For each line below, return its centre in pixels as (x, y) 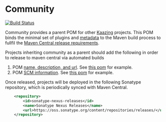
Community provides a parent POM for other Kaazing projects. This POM (79, 32)
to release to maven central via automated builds (55, 57)
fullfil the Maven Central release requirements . (52, 42)
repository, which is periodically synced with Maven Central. (67, 87)
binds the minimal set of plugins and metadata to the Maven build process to (83, 38)
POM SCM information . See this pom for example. (63, 72)
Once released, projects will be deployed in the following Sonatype (73, 82)
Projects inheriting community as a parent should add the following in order (82, 52)
